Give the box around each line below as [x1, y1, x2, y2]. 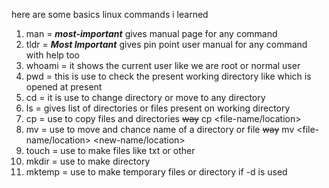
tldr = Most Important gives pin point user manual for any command [25, 39, 308, 50]
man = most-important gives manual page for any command [25, 28, 278, 39]
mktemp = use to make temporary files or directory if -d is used [25, 166, 288, 178]
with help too [25, 49, 81, 61]
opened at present [25, 81, 103, 93]
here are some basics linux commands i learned [11, 9, 209, 20]
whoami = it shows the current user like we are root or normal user [25, 60, 301, 71]
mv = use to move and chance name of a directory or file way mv [25, 124, 295, 135]
